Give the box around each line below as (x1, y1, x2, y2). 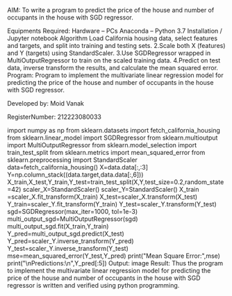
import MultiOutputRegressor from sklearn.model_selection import (7, 141, 197, 149)
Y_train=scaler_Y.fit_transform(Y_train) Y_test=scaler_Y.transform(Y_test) (7, 200, 217, 208)
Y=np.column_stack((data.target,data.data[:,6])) (7, 170, 144, 179)
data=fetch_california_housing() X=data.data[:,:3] (7, 163, 148, 171)
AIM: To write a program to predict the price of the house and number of (7, 6, 215, 14)
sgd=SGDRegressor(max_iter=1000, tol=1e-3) (7, 208, 138, 215)
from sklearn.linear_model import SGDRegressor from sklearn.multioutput (7, 133, 218, 142)
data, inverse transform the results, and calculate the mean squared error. (7, 64, 219, 72)
